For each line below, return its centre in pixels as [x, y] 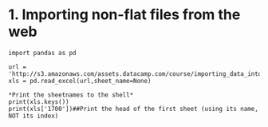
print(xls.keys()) [39, 101]
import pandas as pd [43, 53]
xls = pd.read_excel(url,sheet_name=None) [80, 81]
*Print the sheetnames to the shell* [71, 95]
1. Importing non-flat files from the [124, 15]
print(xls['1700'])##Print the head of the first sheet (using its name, [134, 109]
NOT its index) [33, 116]
